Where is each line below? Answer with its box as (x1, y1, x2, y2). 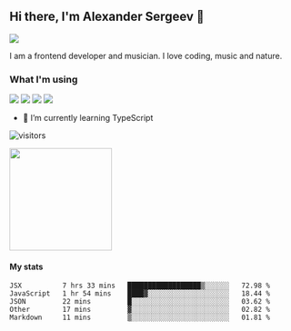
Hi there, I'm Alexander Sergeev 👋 (9, 9, 205, 25)
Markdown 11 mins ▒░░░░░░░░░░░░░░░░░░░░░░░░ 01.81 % (9, 313, 271, 323)
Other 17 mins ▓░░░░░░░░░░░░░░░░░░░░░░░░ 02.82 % (9, 306, 271, 315)
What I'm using (9, 73, 78, 85)
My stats (9, 261, 44, 272)
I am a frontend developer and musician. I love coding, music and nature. (9, 50, 283, 61)
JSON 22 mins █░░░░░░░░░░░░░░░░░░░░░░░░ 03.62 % (9, 297, 271, 306)
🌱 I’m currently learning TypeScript (22, 113, 154, 124)
